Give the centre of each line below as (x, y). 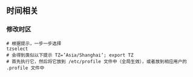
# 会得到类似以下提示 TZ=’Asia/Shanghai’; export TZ (70, 55)
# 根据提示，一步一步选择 (34, 43)
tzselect (17, 49)
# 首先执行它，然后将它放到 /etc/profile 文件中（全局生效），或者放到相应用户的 (97, 61)
